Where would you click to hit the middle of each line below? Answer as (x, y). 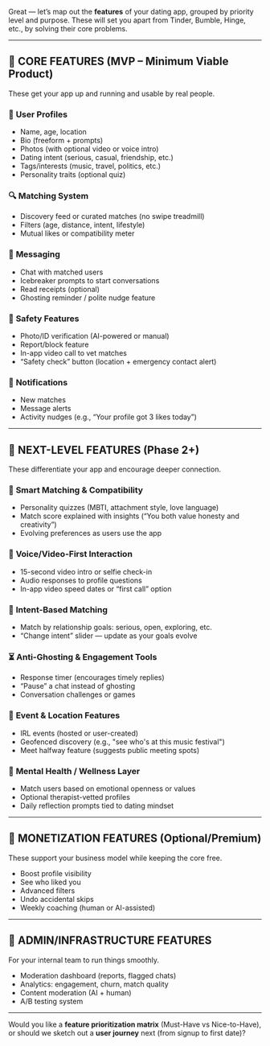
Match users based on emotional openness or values (108, 789)
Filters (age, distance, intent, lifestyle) (82, 225)
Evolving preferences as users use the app (91, 533)
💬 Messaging (34, 254)
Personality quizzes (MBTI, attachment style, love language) (119, 508)
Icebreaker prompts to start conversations (90, 280)
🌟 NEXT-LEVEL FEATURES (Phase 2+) (104, 450)
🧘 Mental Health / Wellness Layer (74, 771)
